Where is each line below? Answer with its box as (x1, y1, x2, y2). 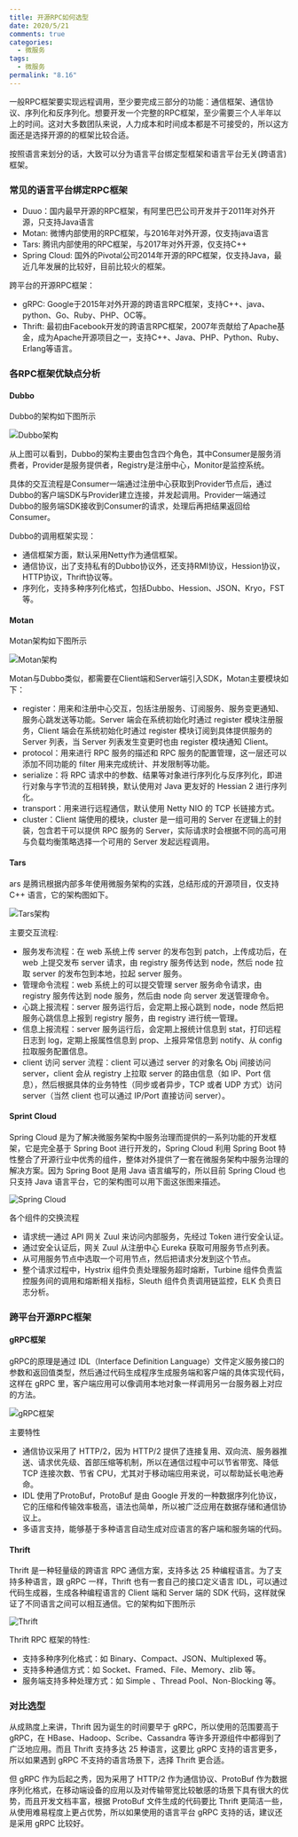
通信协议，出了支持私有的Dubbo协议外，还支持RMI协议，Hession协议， (21, 561, 286, 572)
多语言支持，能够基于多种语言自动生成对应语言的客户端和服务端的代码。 (21, 1523, 286, 1533)
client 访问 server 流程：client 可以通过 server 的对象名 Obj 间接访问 (21, 1057, 271, 1068)
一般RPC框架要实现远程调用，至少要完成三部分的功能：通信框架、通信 (9, 96, 266, 106)
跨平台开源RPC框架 (9, 1311, 91, 1323)
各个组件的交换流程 (9, 1212, 80, 1223)
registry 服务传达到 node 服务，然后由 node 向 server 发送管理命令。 (21, 990, 274, 1001)
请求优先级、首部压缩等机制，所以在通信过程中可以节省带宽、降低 (37, 1456, 279, 1467)
